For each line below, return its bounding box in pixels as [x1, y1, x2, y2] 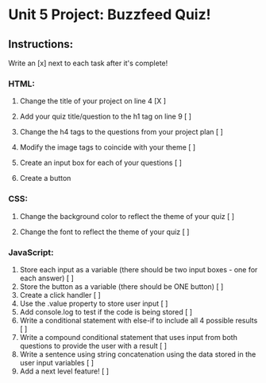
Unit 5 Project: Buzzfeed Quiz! [8, 6, 211, 24]
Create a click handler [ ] [19, 290, 101, 299]
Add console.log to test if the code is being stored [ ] [19, 307, 193, 316]
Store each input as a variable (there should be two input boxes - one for [19, 264, 258, 274]
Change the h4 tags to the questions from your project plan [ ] [19, 127, 224, 137]
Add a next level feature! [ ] [19, 366, 110, 376]
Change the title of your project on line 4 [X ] [19, 96, 167, 106]
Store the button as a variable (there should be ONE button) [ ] [19, 281, 224, 291]
